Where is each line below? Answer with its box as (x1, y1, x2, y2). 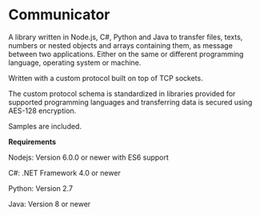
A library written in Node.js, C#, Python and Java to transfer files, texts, (8, 32, 243, 42)
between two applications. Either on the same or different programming (8, 49, 244, 59)
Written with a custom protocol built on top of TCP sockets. (8, 73, 203, 83)
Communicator (8, 6, 110, 24)
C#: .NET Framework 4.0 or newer (8, 168, 122, 177)
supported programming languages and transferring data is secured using (8, 97, 253, 107)
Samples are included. (8, 121, 82, 131)
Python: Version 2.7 (8, 183, 74, 193)
